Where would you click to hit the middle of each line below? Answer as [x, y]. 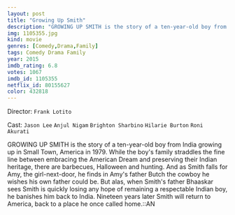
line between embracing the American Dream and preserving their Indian [112, 160]
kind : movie [24, 40]
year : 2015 [23, 59]
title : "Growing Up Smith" [47, 20]
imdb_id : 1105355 [33, 79]
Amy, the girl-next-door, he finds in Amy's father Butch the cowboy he [108, 175]
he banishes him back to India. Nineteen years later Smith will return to [109, 197]
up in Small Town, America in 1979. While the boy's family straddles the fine [116, 152]
